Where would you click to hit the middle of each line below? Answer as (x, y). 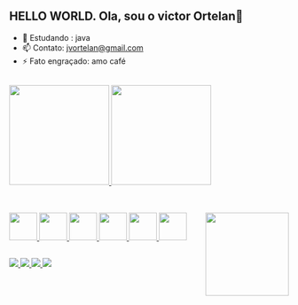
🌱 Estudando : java (56, 37)
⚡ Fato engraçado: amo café (74, 61)
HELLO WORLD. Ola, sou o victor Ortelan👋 (126, 16)
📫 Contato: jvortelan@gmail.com (82, 47)
